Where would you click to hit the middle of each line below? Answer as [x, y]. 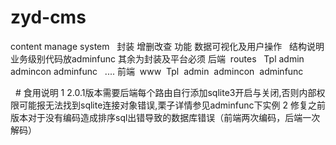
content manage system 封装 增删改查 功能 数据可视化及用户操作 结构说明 [167, 46]
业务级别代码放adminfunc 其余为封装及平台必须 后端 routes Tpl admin [157, 58]
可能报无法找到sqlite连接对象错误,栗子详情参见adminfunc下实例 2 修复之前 [172, 105]
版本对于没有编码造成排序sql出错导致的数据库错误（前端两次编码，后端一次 [165, 117]
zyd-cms [48, 17]
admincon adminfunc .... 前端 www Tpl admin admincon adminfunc [157, 71]
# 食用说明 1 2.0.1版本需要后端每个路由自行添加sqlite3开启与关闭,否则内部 [165, 92]
